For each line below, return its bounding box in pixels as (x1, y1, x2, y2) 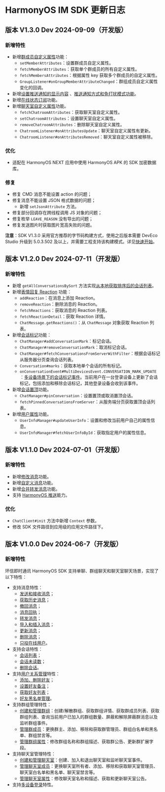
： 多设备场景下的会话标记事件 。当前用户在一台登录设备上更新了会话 (19, 374, 158, 380)
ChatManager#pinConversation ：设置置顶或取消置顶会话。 (19, 393, 135, 399)
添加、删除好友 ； (19, 677, 55, 683)
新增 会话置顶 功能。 (12, 386, 52, 392)
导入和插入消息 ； (19, 621, 55, 627)
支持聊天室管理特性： (12, 751, 56, 757)
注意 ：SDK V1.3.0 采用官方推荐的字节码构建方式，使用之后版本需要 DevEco (5, 233, 158, 239)
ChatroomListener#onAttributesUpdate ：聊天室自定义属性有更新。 (19, 128, 154, 134)
